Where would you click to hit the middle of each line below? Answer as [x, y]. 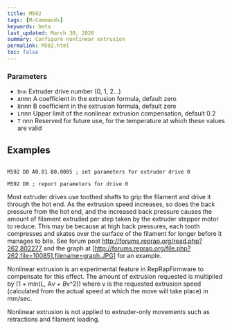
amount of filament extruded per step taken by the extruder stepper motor [113, 219]
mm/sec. [20, 298]
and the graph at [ [69, 248]
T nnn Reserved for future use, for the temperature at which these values [121, 121]
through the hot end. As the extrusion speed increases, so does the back [111, 204]
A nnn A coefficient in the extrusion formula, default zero [97, 99]
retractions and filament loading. [54, 319]
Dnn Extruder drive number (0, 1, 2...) [69, 91]
